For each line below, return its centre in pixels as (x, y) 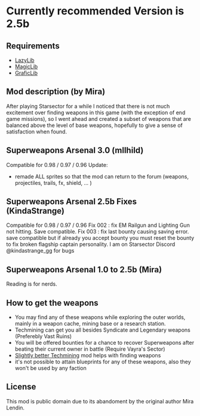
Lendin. (16, 408)
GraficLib (26, 73)
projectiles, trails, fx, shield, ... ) (53, 183)
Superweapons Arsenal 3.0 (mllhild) (75, 151)
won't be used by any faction (50, 368)
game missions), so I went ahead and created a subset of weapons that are (99, 119)
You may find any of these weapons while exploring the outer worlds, (100, 317)
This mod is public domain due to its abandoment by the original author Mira (100, 401)
